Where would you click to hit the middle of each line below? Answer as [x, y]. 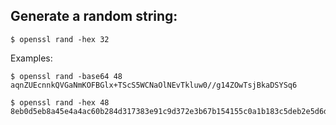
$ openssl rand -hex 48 [60, 102]
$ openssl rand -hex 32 [60, 39]
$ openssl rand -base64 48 [66, 76]
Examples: [31, 58]
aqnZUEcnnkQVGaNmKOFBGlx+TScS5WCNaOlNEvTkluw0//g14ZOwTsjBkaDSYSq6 [154, 85]
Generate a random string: [94, 16]
